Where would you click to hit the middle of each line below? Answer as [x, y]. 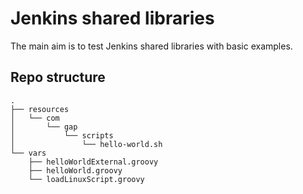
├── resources [40, 109]
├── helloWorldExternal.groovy [93, 162]
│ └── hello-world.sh [86, 144]
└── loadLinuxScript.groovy [86, 179]
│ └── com [35, 118]
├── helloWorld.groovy [75, 170]
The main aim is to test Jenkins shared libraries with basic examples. [151, 46]
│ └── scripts [62, 135]
